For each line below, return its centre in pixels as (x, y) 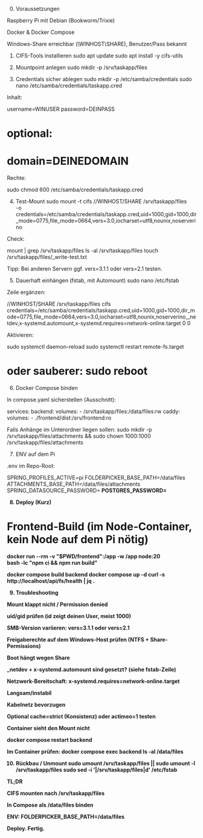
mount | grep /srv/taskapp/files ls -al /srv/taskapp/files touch (83, 251)
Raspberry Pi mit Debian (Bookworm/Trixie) (61, 20)
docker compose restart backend (50, 740)
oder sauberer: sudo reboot (77, 371)
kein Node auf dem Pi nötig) (78, 540)
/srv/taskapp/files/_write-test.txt (47, 257)
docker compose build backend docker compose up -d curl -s (86, 574)
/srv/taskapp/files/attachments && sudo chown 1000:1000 (79, 436)
